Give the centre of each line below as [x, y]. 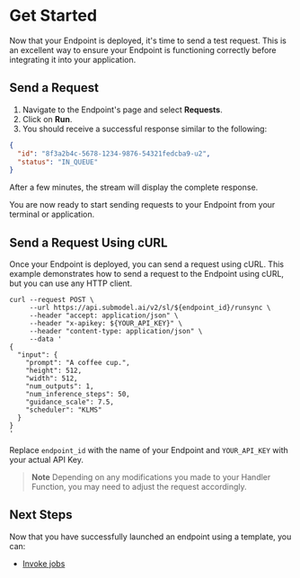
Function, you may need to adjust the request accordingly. [139, 487]
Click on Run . [47, 119]
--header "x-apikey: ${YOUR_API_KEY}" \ [106, 324]
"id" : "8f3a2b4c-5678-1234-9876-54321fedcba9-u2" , [114, 154]
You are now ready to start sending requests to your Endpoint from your [142, 205]
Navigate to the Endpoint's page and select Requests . [122, 110]
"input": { [38, 355]
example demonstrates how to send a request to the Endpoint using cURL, [147, 274]
